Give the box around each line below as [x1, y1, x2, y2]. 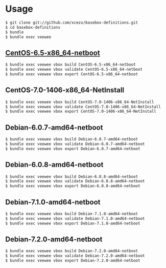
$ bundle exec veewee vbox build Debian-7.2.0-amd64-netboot [5, 249, 138, 254]
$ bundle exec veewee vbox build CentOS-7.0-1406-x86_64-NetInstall [5, 99, 154, 105]
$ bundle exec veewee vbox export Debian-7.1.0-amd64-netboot [5, 221, 140, 226]
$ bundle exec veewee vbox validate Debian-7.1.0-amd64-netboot [5, 216, 145, 221]
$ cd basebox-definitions [5, 25, 60, 30]
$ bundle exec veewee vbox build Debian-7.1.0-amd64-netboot [5, 211, 138, 216]
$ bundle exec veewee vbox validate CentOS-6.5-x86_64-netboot [5, 67, 143, 72]
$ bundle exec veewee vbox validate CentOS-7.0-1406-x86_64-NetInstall [5, 104, 161, 109]
